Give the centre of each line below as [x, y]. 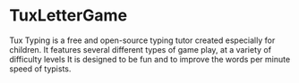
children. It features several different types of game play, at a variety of [140, 49]
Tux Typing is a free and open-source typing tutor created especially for [142, 40]
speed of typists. [40, 69]
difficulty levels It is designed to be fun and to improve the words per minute [150, 59]
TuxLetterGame [68, 16]
